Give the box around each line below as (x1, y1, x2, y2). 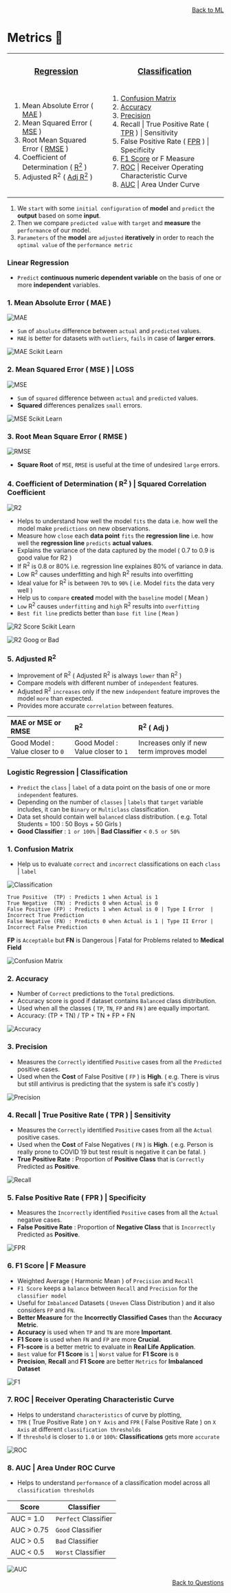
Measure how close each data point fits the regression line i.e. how (16, 531, 214, 540)
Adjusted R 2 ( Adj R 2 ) (22, 171, 93, 182)
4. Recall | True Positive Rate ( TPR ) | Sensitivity (7, 1110, 171, 1119)
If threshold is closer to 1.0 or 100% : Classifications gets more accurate (16, 1432, 220, 1441)
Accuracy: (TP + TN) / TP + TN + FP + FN (16, 1011, 135, 1020)
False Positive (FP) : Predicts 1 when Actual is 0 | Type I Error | (7, 906, 214, 913)
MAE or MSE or (10, 718, 62, 728)
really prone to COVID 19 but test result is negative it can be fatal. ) (16, 1148, 206, 1156)
